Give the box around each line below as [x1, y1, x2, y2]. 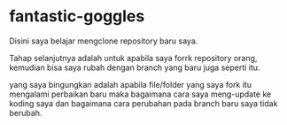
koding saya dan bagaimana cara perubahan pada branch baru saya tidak [9, 98, 278, 108]
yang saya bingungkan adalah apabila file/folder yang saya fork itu [9, 79, 252, 90]
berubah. [9, 107, 43, 118]
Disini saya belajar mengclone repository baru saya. [9, 35, 198, 46]
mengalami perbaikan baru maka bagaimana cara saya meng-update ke [9, 89, 272, 99]
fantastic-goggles [9, 6, 145, 27]
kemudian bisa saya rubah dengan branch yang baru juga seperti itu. [9, 62, 260, 73]
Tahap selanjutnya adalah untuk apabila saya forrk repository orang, [9, 52, 258, 63]
